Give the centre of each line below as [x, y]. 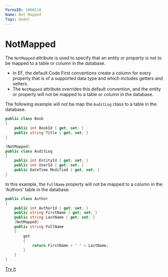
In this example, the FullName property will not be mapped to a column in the [84, 184]
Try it [11, 269]
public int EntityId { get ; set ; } [51, 161]
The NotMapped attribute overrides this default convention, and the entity [87, 89]
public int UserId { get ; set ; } [49, 165]
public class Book [24, 119]
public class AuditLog [29, 151]
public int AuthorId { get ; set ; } [51, 208]
